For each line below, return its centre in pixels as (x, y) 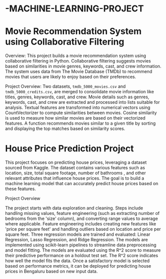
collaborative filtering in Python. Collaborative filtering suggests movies (78, 61)
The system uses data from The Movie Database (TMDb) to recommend (79, 71)
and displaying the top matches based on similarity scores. (65, 129)
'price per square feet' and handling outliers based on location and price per (83, 229)
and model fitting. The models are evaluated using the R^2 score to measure (83, 250)
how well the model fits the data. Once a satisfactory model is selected (77, 261)
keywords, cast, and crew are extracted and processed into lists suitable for (83, 102)
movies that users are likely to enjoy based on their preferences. (71, 77)
